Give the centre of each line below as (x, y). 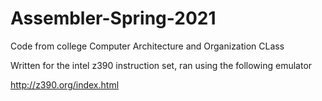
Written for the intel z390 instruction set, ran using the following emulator (161, 65)
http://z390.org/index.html (65, 84)
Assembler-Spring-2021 (113, 18)
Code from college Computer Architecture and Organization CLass (147, 46)
